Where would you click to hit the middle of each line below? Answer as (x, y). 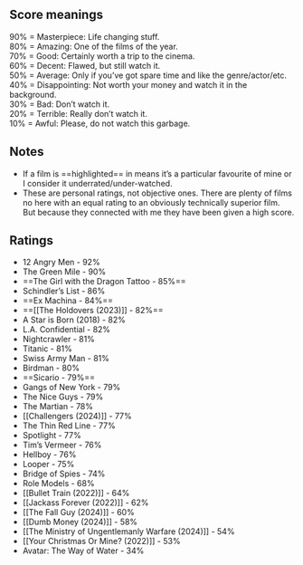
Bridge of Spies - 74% (64, 474)
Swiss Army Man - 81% (66, 359)
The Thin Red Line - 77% (69, 426)
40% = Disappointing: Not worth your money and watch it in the (128, 84)
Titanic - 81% (47, 349)
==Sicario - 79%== (58, 378)
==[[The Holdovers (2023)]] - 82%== (93, 311)
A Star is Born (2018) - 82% (74, 320)
